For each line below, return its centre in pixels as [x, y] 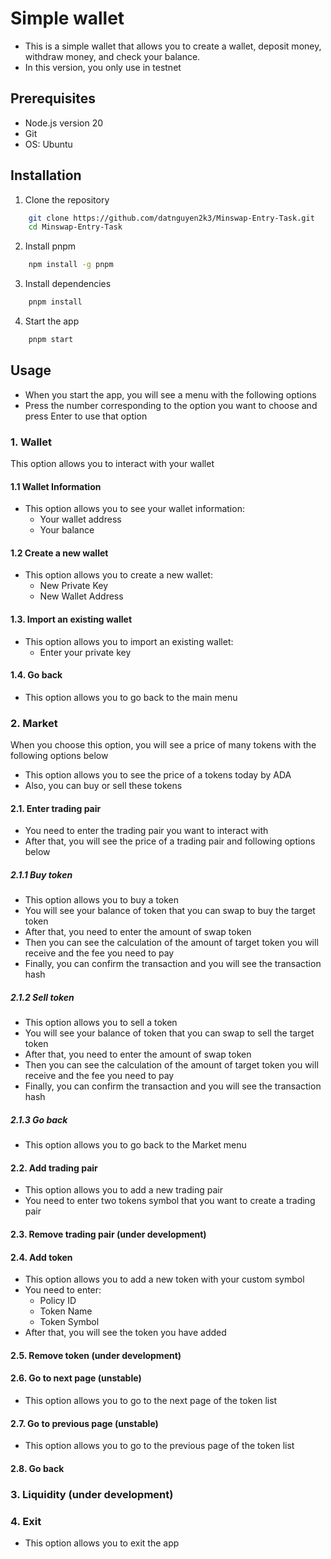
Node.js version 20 [64, 123]
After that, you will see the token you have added [125, 1333]
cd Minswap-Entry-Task [75, 227]
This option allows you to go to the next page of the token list [151, 1401]
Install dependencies [68, 284]
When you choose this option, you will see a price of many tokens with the [163, 745]
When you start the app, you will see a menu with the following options [170, 394]
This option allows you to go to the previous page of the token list [159, 1446]
